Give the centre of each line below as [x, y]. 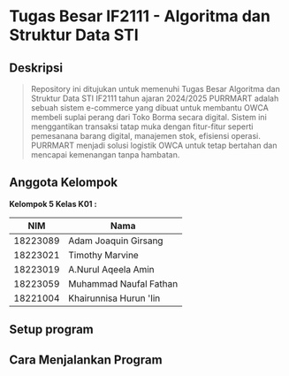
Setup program [52, 330]
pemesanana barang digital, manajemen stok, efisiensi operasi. [145, 136]
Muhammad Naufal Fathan [123, 283]
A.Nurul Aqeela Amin [111, 269]
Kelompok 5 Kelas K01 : [53, 203]
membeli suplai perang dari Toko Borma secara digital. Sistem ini [148, 117]
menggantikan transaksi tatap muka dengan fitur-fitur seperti [142, 127]
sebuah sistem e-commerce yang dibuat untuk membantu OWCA [150, 107]
